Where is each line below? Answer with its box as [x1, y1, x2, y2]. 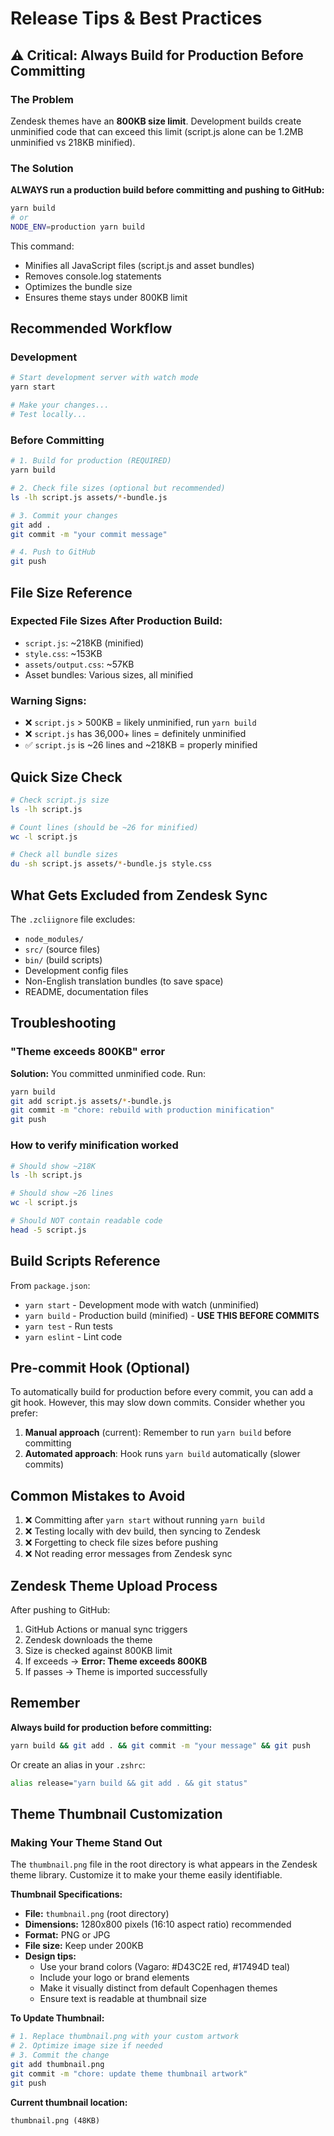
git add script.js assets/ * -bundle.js [10, 1096, 172, 1106]
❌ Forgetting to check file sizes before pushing [24, 1537, 219, 1549]
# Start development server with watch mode [10, 373, 199, 383]
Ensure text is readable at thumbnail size [39, 1993, 207, 2005]
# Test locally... [10, 410, 87, 420]
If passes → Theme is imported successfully [24, 1666, 208, 1677]
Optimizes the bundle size [24, 280, 133, 292]
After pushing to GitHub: [10, 1604, 111, 1616]
